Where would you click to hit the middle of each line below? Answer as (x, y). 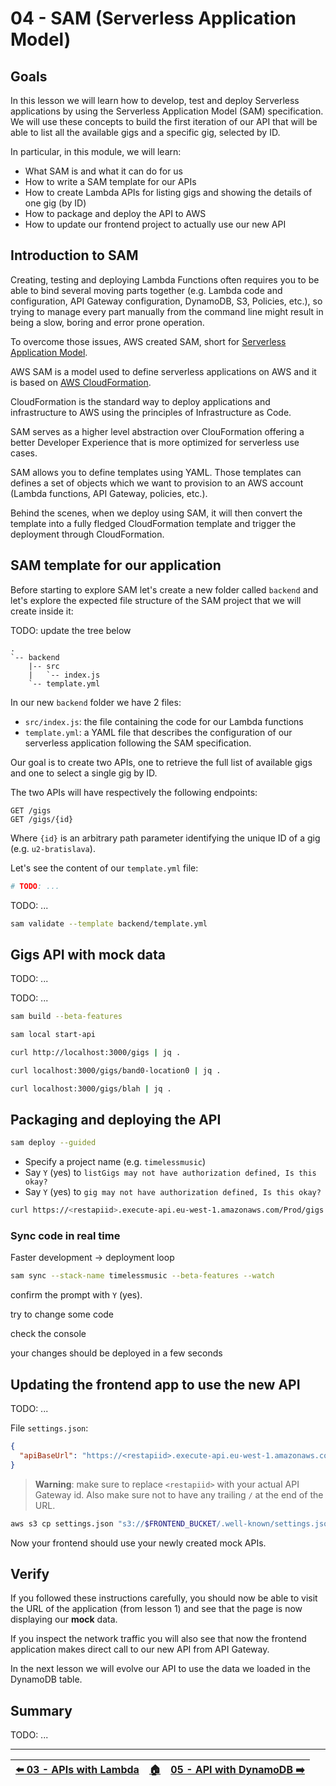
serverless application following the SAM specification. (138, 743)
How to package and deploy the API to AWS (115, 213)
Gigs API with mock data (88, 954)
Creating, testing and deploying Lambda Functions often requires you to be (165, 279)
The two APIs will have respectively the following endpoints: (134, 792)
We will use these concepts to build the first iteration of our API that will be (164, 121)
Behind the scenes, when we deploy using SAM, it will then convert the (156, 513)
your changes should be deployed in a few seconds (116, 1353)
